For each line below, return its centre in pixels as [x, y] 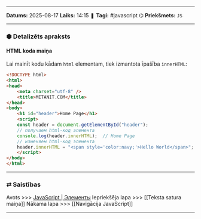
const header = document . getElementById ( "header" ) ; [83, 125]
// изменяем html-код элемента [56, 141]
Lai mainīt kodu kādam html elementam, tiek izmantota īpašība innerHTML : [97, 64]
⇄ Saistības [23, 184]
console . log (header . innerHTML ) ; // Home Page [76, 136]
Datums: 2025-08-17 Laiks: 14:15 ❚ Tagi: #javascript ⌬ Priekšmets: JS [94, 15]
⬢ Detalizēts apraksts [38, 36]
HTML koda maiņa [29, 51]
